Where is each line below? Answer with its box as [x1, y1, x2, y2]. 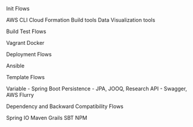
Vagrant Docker [6, 40, 45, 46]
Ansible [6, 62, 25, 69]
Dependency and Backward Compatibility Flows [6, 103, 124, 110]
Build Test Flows [6, 28, 46, 35]
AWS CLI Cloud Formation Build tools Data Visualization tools [6, 17, 156, 23]
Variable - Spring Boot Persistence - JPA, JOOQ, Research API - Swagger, [6, 85, 187, 92]
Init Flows [6, 5, 30, 12]
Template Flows [6, 74, 45, 80]
